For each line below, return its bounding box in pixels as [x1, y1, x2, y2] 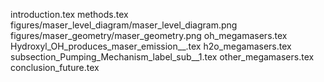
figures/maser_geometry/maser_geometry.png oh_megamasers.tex [10, 30, 288, 41]
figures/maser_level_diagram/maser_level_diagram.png [10, 19, 238, 31]
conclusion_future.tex [10, 62, 100, 73]
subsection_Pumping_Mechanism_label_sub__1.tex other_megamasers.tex [10, 51, 315, 63]
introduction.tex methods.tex [10, 9, 129, 20]
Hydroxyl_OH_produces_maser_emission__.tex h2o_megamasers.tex [10, 40, 292, 52]
